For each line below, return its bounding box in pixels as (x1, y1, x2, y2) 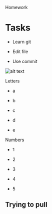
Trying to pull (5, 200, 47, 209)
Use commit (12, 58, 37, 64)
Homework (5, 5, 28, 10)
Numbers (5, 137, 24, 143)
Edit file (12, 48, 28, 55)
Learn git (12, 38, 31, 45)
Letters (5, 78, 20, 84)
